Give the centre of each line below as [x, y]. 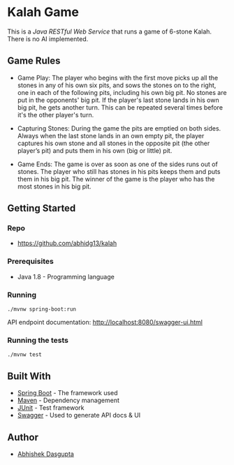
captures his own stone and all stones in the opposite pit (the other [114, 143]
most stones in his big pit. [54, 186]
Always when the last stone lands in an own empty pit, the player [111, 135]
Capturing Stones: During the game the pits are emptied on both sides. [119, 128]
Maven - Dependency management [68, 400]
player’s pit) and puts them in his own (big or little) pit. [95, 150]
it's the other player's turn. [56, 115]
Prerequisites [30, 261]
